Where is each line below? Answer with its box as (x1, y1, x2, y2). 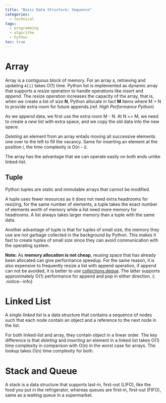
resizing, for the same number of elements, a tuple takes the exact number (5, 201, 158, 207)
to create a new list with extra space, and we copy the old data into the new (5, 118, 160, 124)
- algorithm (9, 30, 35, 35)
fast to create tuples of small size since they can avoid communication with (5, 237, 159, 243)
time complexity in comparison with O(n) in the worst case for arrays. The (5, 343, 156, 348)
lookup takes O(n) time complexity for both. (5, 348, 94, 354)
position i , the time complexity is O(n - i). (5, 144, 88, 150)
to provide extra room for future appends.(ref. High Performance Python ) (5, 104, 155, 110)
